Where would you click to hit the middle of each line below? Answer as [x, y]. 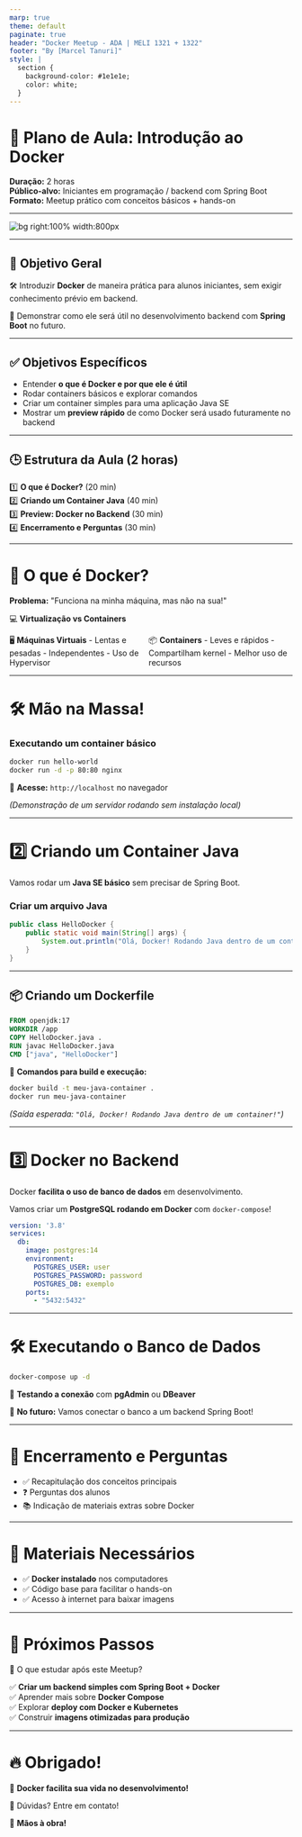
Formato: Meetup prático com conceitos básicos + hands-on [123, 201]
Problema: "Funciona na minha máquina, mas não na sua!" [118, 601]
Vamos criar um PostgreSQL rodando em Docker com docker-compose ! [140, 1208]
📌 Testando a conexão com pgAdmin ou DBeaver [102, 1394]
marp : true [30, 18]
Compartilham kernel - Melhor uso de [218, 653]
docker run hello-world [54, 762]
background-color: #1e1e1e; [78, 77]
